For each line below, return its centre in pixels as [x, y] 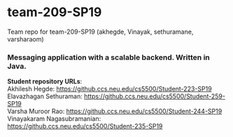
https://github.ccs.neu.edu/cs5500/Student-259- [155, 96]
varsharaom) [26, 39]
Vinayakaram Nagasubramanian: [54, 119]
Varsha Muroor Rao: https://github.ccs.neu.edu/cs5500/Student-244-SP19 [115, 111]
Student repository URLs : [45, 81]
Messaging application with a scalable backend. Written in [108, 57]
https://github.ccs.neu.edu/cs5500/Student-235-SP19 [85, 126]
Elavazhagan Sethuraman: [45, 96]
